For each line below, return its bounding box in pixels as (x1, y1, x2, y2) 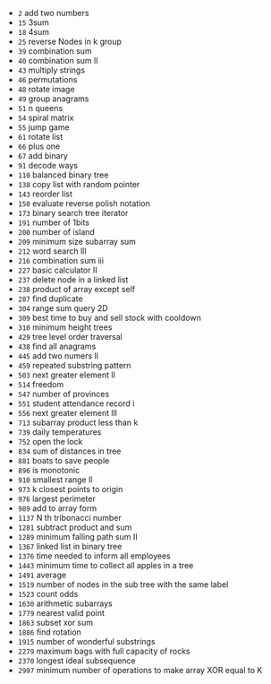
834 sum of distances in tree (17, 446, 122, 456)
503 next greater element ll (17, 369, 116, 380)
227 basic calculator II (17, 264, 97, 275)
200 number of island (17, 227, 96, 237)
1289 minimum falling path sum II (17, 532, 138, 541)
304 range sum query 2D (17, 303, 109, 313)
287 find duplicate (17, 293, 83, 304)
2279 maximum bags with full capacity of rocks (17, 645, 191, 656)
